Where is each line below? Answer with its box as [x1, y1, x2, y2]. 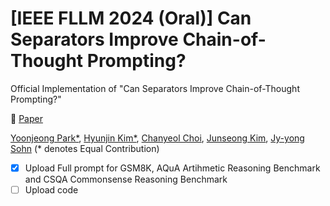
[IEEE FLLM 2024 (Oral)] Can [10, 7, 252, 30]
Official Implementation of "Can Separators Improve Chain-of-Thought [10, 82, 300, 94]
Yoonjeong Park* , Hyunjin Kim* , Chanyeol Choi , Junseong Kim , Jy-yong [10, 132, 305, 144]
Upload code [24, 184, 79, 196]
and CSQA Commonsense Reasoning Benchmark [24, 173, 228, 185]
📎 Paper [10, 112, 43, 124]
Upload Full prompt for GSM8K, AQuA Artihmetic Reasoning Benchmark [24, 162, 321, 174]
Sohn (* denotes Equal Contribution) [10, 142, 160, 154]
